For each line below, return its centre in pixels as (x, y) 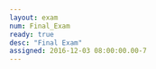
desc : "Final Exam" (46, 43)
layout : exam (34, 17)
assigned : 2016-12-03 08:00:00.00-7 (78, 51)
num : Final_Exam (40, 26)
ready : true (32, 34)
